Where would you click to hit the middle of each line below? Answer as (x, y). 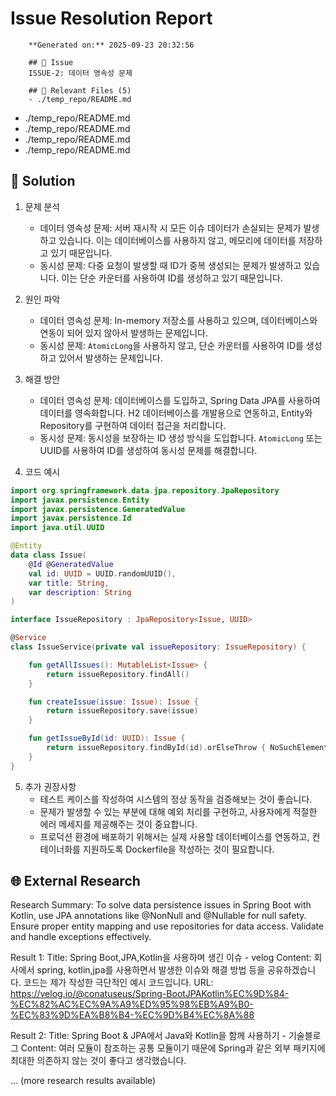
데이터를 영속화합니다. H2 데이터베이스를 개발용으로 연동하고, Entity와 (176, 413)
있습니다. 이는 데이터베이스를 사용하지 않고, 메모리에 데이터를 (177, 240)
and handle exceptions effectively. (81, 937)
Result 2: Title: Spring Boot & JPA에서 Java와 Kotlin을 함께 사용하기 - (148, 1036)
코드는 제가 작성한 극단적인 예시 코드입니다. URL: (118, 983)
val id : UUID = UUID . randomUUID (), (102, 573)
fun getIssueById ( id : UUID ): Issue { (107, 738)
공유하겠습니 (291, 970)
